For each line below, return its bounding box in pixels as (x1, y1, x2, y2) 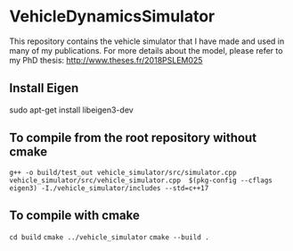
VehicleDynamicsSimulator (9, 6, 216, 27)
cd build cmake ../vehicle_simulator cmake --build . (9, 233, 209, 242)
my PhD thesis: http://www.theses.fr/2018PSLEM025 (9, 54, 203, 65)
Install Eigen (9, 80, 79, 96)
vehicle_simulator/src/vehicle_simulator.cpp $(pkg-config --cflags (9, 176, 273, 185)
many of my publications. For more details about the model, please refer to (9, 45, 283, 55)
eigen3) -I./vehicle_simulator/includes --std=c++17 (9, 183, 209, 193)
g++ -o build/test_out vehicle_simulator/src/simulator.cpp (9, 168, 238, 177)
